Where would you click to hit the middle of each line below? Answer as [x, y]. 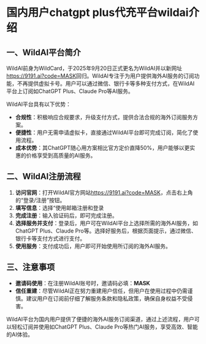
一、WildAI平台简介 [44, 52]
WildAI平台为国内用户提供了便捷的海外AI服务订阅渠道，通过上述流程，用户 [100, 319]
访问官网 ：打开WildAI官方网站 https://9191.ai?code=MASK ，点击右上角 [104, 192]
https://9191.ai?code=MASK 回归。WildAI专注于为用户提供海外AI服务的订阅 [100, 76]
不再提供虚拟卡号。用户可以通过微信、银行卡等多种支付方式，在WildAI [106, 84]
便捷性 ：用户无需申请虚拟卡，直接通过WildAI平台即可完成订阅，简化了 [104, 133]
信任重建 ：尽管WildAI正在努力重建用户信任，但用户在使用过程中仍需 [101, 291]
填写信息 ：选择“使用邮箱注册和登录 [59, 208]
